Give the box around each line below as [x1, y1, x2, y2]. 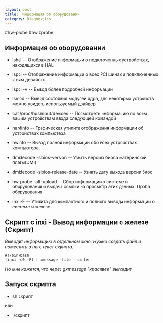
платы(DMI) [12, 160, 37, 165]
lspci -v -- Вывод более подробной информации [12, 86, 113, 92]
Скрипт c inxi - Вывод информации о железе [5, 218, 149, 226]
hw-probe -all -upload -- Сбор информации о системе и [12, 179, 128, 185]
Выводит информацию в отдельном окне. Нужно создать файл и [5, 238, 141, 244]
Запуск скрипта [5, 280, 56, 289]
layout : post [5, 7, 32, 12]
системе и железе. [12, 204, 52, 209]
